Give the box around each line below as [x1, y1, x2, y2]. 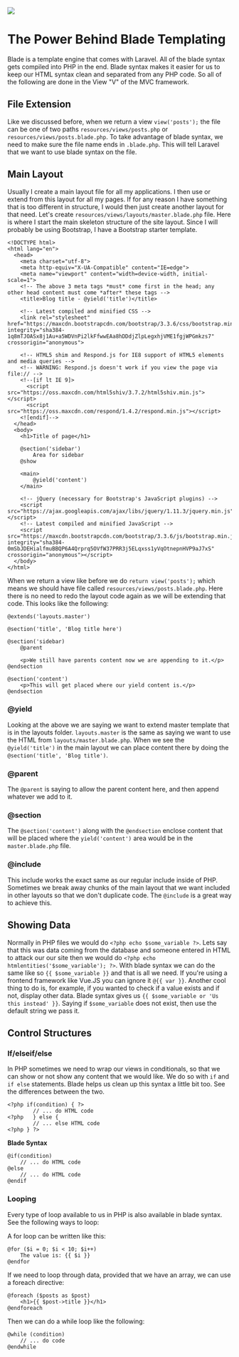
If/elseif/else [7, 1048, 53, 1058]
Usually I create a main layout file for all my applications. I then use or [7, 187, 211, 196]
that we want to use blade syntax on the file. [7, 147, 137, 156]
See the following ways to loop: [7, 1218, 100, 1226]
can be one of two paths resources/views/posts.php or [7, 125, 169, 133]
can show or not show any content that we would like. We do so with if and [7, 1072, 230, 1081]
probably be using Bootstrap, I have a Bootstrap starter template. [7, 225, 198, 233]
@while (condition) [7, 1331, 65, 1338]
